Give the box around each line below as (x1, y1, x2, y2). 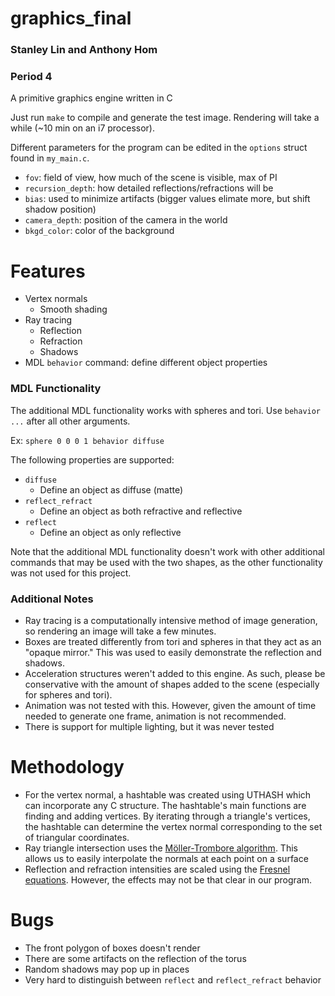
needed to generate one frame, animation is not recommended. (24, 710, 287, 722)
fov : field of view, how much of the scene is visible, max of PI (24, 172, 278, 184)
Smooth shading (39, 303, 108, 316)
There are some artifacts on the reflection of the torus (24, 952, 247, 964)
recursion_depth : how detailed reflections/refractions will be (24, 182, 274, 194)
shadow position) (24, 203, 97, 216)
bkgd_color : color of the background (24, 225, 175, 237)
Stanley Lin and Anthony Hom (10, 43, 158, 57)
